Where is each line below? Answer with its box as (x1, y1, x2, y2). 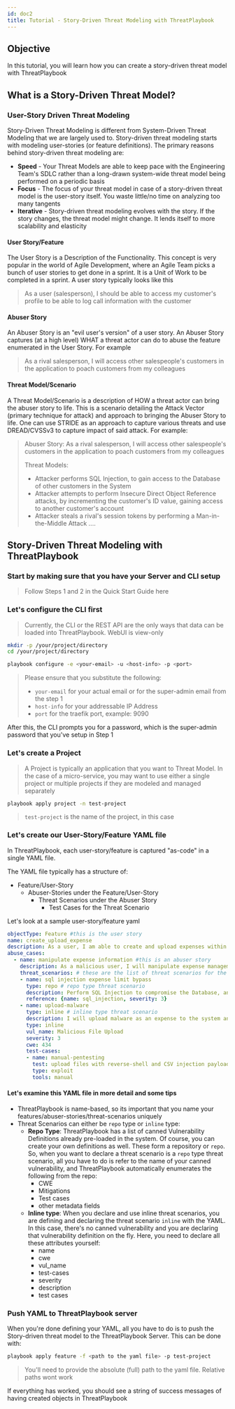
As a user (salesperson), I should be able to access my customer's (24, 289, 217, 298)
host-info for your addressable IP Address (34, 702, 159, 711)
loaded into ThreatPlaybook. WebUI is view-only (24, 628, 164, 636)
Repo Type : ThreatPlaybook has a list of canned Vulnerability (27, 1127, 205, 1135)
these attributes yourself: (27, 1239, 101, 1248)
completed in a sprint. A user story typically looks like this (7, 276, 173, 284)
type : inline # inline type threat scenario (25, 1008, 158, 1016)
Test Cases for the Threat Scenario (48, 903, 150, 911)
